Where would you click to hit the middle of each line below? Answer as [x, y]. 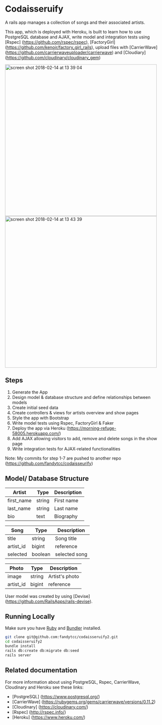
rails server [18, 655]
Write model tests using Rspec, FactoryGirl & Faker [63, 423]
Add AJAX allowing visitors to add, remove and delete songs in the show [85, 438]
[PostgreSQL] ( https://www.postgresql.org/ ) [56, 696]
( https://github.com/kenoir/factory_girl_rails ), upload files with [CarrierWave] [81, 47]
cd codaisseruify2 [24, 642]
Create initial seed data [35, 407]
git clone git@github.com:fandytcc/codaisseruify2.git [62, 637]
